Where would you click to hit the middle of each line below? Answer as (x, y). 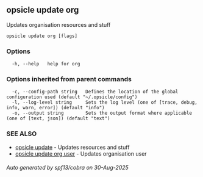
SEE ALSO (22, 134)
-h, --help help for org (46, 64)
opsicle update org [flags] (42, 36)
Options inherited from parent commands (69, 79)
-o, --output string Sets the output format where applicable (102, 113)
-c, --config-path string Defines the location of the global (95, 92)
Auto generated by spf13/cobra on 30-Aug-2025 (68, 168)
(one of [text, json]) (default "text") (59, 118)
